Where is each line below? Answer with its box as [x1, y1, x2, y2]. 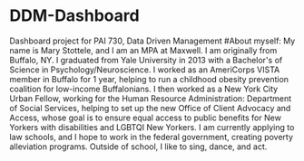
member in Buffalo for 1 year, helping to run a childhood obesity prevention [9, 73, 289, 84]
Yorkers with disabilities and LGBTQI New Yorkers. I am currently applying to [9, 121, 295, 132]
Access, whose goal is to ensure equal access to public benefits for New [9, 112, 281, 123]
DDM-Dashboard [9, 5, 140, 26]
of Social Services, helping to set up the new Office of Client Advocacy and [9, 102, 291, 113]
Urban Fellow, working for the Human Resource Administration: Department [9, 92, 292, 104]
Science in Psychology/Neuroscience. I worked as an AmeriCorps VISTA [9, 64, 280, 75]
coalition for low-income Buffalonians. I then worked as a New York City [9, 83, 279, 94]
